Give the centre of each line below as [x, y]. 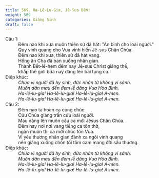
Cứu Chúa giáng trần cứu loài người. [56, 115]
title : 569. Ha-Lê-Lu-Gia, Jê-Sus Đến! [48, 10]
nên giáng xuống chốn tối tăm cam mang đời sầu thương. [78, 143]
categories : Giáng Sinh [31, 19]
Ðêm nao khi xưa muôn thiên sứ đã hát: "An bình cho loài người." [86, 45]
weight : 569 [18, 15]
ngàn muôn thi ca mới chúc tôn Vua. [56, 132]
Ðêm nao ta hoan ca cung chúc [51, 110]
